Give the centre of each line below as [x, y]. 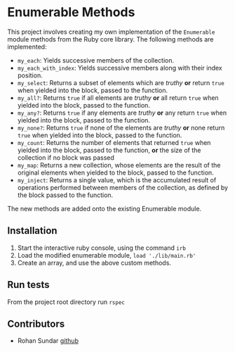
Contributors [36, 323]
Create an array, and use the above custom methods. [94, 263]
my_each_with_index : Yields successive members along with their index [120, 68]
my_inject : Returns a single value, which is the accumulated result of [117, 180]
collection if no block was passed [66, 157]
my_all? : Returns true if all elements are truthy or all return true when [118, 98]
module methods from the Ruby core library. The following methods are [110, 39]
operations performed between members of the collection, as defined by [123, 187]
